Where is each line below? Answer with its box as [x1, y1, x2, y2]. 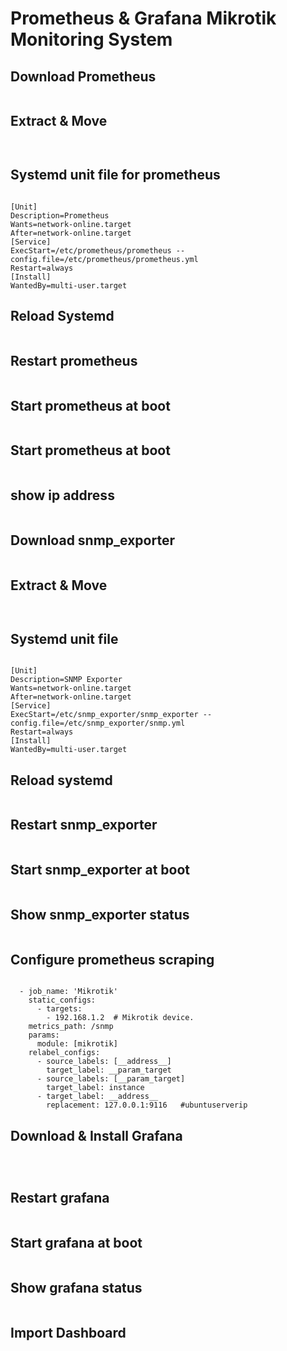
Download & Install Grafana [10, 1127, 183, 1144]
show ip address [10, 487, 115, 504]
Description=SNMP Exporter [10, 675, 123, 685]
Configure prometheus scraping [10, 951, 215, 968]
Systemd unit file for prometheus [10, 167, 221, 184]
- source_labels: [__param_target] [36, 1074, 186, 1084]
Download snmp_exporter [10, 532, 175, 549]
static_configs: [28, 995, 97, 1006]
